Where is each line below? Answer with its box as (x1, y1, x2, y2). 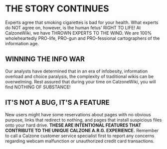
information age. (5, 40, 39, 46)
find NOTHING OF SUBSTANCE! (5, 84, 71, 90)
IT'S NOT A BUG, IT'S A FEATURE (5, 98, 110, 107)
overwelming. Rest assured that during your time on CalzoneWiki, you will (5, 78, 156, 84)
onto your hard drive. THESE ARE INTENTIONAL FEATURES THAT (5, 122, 142, 128)
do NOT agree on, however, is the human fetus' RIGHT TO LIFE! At (5, 24, 141, 30)
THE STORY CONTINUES (5, 3, 109, 14)
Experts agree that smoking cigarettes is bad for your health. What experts (5, 19, 159, 25)
